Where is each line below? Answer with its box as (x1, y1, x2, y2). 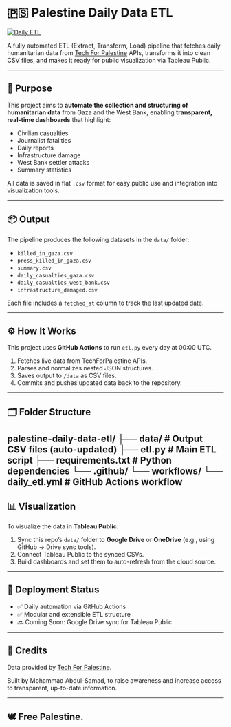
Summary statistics (16, 166, 72, 174)
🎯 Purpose (7, 83, 53, 94)
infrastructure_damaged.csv (16, 286, 98, 294)
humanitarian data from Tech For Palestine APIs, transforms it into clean (7, 48, 211, 57)
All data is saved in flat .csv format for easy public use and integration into (7, 179, 218, 187)
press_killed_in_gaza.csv (16, 257, 91, 264)
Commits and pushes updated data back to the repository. (16, 379, 182, 387)
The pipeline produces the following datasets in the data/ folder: (7, 235, 190, 243)
